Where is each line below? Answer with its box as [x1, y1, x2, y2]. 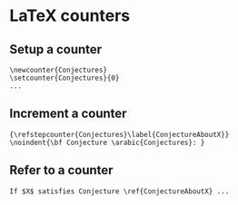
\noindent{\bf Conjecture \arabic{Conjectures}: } [9, 138, 205, 147]
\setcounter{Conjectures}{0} [9, 73, 120, 83]
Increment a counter [9, 106, 127, 122]
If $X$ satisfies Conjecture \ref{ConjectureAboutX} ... [9, 187, 230, 196]
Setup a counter [9, 42, 103, 57]
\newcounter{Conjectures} [9, 65, 107, 74]
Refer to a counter [9, 162, 114, 178]
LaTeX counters [9, 5, 131, 26]
